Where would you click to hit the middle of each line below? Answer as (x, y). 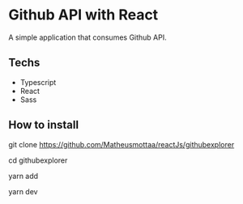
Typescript (38, 82)
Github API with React (83, 15)
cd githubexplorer (38, 160)
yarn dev (23, 191)
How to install (44, 125)
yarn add (23, 176)
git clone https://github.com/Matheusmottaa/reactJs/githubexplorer (122, 144)
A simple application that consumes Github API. (88, 37)
